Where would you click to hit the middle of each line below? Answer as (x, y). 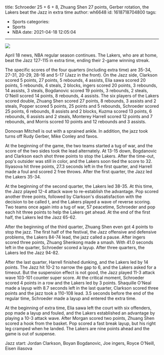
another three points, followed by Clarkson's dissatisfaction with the (73, 197)
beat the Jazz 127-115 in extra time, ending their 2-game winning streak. (78, 60)
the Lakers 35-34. (23, 177)
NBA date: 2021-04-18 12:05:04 (44, 32)
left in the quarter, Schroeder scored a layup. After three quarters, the (75, 247)
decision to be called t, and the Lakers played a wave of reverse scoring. (78, 202)
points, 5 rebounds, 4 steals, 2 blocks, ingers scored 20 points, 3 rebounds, (81, 85)
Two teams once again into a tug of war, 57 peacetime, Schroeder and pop (80, 207)
